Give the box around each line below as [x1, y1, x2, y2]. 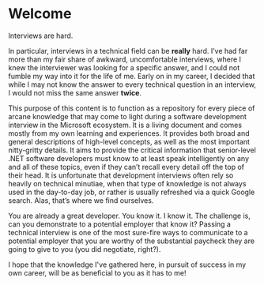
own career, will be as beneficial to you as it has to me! [8, 268, 187, 277]
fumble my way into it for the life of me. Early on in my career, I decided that [8, 71, 255, 81]
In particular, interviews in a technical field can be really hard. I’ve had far [8, 46, 248, 55]
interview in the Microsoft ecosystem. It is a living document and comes [8, 120, 243, 129]
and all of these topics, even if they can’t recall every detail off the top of [8, 162, 245, 171]
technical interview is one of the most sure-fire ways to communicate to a [8, 227, 248, 237]
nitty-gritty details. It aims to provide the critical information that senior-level [8, 145, 257, 155]
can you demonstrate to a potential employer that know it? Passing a [8, 219, 232, 229]
